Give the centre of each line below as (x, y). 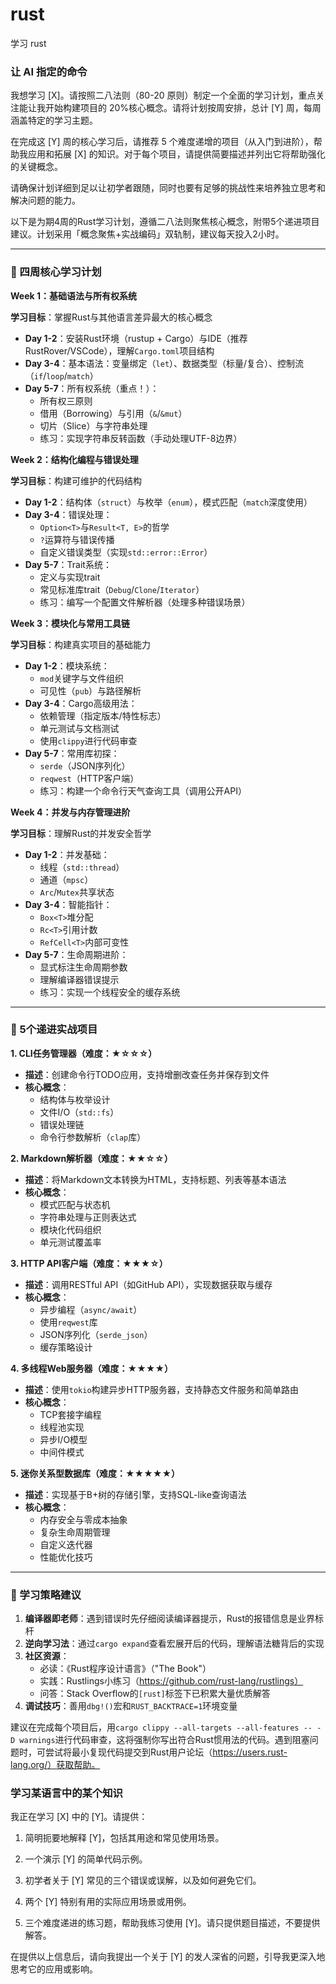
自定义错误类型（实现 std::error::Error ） (126, 552)
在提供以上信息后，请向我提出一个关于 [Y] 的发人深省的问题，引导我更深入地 (168, 1957)
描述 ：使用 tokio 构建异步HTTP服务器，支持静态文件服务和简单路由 (162, 1389)
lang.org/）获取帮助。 (55, 1765)
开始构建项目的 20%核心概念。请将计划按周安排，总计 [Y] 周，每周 (183, 108)
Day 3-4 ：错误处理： (68, 514)
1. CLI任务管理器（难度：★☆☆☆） (84, 1053)
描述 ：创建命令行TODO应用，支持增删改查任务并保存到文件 (147, 1074)
